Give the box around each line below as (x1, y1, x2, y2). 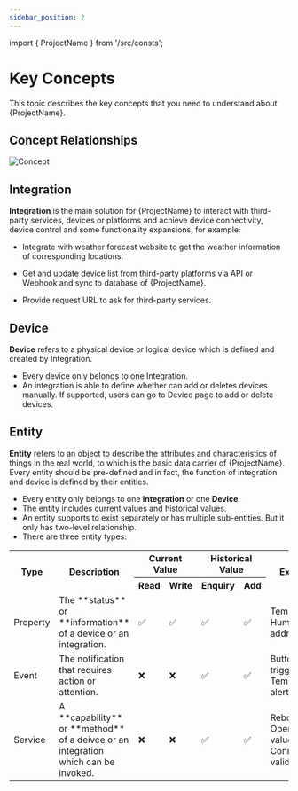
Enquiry (200, 579, 235, 591)
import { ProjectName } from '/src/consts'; (9, 37, 164, 48)
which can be (59, 756, 115, 768)
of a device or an (59, 627, 129, 639)
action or (59, 675, 96, 687)
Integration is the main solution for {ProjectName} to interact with (9, 206, 249, 216)
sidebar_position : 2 (9, 12, 86, 22)
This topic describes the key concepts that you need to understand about (9, 98, 278, 108)
